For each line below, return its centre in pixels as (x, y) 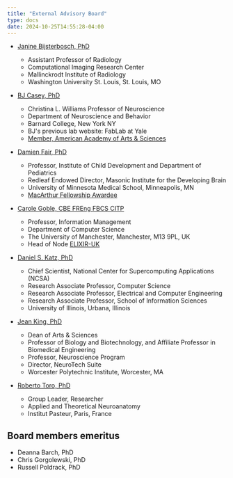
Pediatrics (42, 173)
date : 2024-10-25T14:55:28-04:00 (56, 26)
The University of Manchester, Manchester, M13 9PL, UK (109, 237)
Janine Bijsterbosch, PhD (54, 47)
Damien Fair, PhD (42, 152)
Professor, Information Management (79, 222)
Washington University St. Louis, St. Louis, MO (94, 82)
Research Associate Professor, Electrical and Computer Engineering (125, 294)
